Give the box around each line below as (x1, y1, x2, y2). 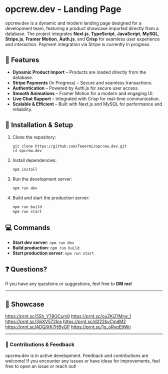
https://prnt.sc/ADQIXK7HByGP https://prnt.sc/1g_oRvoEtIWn (5, 324, 131, 330)
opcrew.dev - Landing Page (5, 3, 121, 15)
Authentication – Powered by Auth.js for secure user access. (12, 85, 139, 91)
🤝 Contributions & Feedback (5, 341, 75, 348)
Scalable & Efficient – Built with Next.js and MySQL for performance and (12, 101, 162, 107)
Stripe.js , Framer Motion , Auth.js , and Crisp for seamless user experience (5, 36, 160, 42)
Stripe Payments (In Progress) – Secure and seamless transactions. (12, 79, 152, 85)
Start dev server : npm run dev (12, 239, 74, 245)
